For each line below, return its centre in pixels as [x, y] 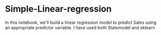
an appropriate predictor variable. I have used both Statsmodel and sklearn [80, 27]
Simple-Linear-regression [58, 9]
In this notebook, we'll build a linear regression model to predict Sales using [81, 22]
